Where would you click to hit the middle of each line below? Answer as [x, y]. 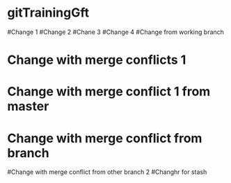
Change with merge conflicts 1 [97, 60]
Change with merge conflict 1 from [109, 92]
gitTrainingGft [48, 13]
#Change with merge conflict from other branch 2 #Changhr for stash [107, 172]
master [28, 106]
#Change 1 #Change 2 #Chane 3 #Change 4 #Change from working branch [116, 32]
